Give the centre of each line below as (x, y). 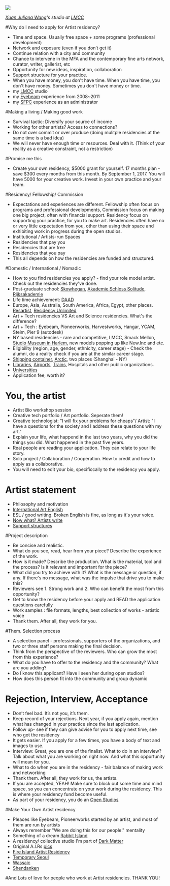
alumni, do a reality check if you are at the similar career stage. (78, 354)
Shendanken (26, 868)
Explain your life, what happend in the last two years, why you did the (85, 437)
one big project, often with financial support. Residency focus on (80, 215)
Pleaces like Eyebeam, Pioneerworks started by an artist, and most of (85, 819)
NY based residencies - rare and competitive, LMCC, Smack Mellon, (84, 337)
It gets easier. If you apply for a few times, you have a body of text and (86, 740)
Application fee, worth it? (39, 375)
